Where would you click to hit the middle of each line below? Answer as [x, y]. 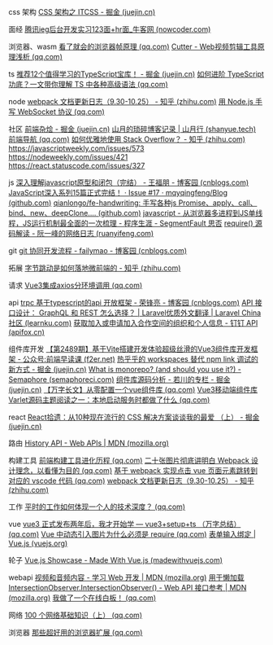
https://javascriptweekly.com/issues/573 [76, 148]
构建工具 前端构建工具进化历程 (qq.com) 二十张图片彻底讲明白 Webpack [129, 460]
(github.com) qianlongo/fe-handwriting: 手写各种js [93, 203]
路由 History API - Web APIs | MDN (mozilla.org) [89, 443]
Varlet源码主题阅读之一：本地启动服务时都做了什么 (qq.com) [109, 400]
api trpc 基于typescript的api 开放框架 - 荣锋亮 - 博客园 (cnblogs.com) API [131, 303]
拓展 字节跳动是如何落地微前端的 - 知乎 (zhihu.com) [95, 268]
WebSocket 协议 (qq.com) [61, 112]
